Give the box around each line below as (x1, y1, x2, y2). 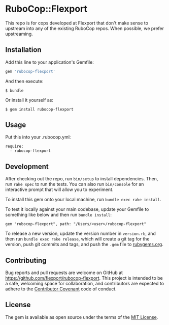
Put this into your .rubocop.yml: (5, 134, 71, 140)
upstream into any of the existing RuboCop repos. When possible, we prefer (5, 25, 164, 31)
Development (5, 162, 49, 171)
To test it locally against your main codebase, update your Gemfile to (5, 206, 149, 212)
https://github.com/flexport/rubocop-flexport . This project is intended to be (5, 275, 163, 281)
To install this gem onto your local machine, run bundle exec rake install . (5, 197, 161, 203)
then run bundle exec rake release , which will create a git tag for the (5, 236, 150, 242)
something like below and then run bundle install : (5, 212, 112, 218)
